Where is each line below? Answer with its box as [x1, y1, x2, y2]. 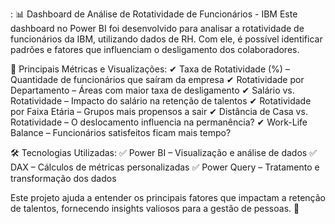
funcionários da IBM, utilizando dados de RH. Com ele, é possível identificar [10, 33, 323, 45]
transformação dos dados [10, 173, 117, 184]
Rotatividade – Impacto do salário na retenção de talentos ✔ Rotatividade [10, 95, 312, 107]
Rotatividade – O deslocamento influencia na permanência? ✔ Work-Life [10, 116, 308, 128]
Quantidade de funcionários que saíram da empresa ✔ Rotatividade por [10, 74, 305, 85]
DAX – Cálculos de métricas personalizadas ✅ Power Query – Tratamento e [10, 161, 320, 173]
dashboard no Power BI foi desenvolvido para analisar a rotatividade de [10, 23, 305, 34]
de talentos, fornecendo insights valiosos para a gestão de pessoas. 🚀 [10, 203, 300, 214]
